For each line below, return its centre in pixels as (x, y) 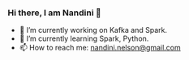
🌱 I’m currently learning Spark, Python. (84, 38)
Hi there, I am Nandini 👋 (55, 13)
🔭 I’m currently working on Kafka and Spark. (93, 30)
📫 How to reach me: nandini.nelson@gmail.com (100, 48)
